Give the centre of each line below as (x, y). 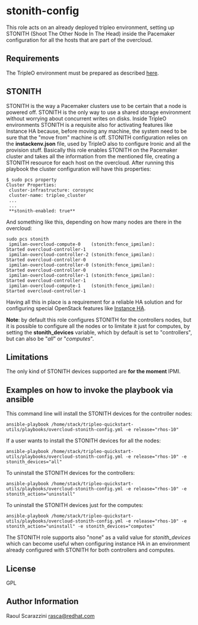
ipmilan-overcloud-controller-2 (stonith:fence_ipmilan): (82, 254)
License (21, 568)
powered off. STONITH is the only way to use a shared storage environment (98, 112)
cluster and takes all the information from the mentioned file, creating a (93, 156)
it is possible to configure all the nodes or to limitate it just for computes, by (98, 326)
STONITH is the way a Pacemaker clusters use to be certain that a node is (96, 106)
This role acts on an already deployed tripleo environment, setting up (90, 27)
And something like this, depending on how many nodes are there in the (94, 222)
